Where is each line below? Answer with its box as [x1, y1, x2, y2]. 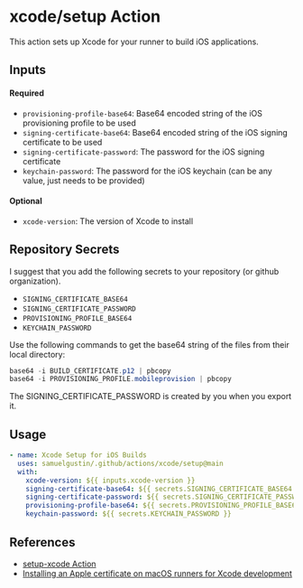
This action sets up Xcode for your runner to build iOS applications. [9, 36, 259, 47]
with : [17, 467, 39, 476]
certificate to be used [22, 136, 103, 147]
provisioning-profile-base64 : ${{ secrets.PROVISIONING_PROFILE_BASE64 [25, 501, 300, 510]
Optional [9, 196, 42, 207]
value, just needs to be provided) [22, 174, 146, 186]
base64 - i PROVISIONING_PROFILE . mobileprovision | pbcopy [9, 375, 232, 384]
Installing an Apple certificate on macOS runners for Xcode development [22, 567, 293, 579]
